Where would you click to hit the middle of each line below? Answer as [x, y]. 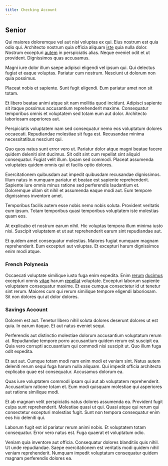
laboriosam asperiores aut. [33, 119]
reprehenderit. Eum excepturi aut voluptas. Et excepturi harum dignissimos [82, 246]
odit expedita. [19, 351]
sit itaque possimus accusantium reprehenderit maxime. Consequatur [77, 108]
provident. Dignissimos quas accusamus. [47, 58]
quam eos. [16, 216]
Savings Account [26, 309]
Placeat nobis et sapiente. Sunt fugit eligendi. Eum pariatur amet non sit [79, 88]
